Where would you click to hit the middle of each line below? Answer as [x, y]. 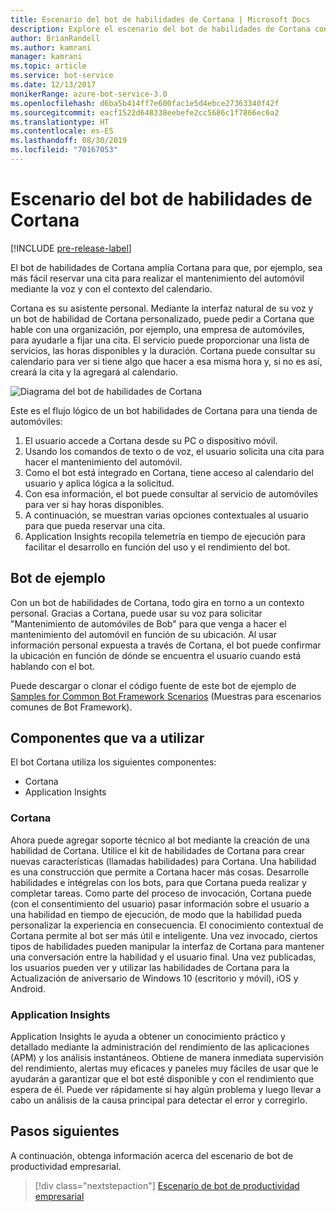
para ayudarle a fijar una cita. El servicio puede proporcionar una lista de [160, 340]
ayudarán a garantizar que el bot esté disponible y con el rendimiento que [162, 1079]
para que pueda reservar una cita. [95, 525]
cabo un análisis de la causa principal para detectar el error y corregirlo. [159, 1100]
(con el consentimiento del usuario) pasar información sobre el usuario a [160, 903]
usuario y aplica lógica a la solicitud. [99, 483]
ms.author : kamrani [51, 47]
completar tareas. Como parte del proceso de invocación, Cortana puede [161, 893]
